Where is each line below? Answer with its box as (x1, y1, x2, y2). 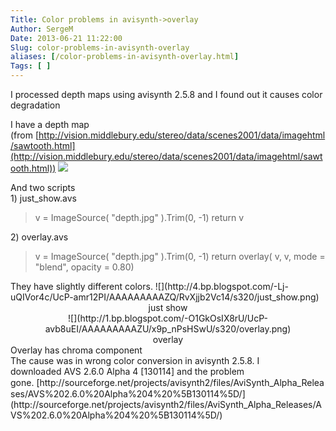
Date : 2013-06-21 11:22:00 (10, 33, 123, 43)
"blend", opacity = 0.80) (34, 261, 135, 273)
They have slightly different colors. (10, 281, 153, 292)
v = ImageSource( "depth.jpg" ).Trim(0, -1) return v (34, 212, 245, 223)
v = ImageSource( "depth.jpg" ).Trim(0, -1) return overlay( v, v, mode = (34, 251, 326, 262)
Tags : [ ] (10, 61, 52, 71)
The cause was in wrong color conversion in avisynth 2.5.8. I (10, 355, 260, 366)
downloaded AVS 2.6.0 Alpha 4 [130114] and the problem (10, 366, 245, 377)
